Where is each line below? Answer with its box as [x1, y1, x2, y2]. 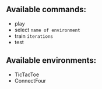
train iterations [14, 32, 54, 40]
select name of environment [14, 26, 80, 33]
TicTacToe [14, 71, 40, 78]
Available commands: [6, 5, 86, 15]
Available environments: [6, 55, 97, 66]
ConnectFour [14, 77, 47, 84]
